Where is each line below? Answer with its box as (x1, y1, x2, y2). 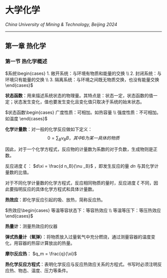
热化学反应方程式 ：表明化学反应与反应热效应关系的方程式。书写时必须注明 (5, 262, 158, 268)
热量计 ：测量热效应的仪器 (5, 223, 58, 230)
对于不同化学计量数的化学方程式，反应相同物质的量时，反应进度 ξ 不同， (5, 180, 154, 186)
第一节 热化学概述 (5, 58, 47, 65)
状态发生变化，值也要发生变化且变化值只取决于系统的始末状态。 (13, 98, 145, 105)
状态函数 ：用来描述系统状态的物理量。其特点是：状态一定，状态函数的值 (5, 92, 153, 98)
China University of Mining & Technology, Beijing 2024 (5, 21, 118, 27)
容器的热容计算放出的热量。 (18, 240, 75, 246)
